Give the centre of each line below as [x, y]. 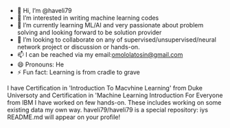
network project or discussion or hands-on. [78, 47]
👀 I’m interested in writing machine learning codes [88, 18]
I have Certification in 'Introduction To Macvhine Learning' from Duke [105, 88]
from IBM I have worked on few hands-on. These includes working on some [114, 102]
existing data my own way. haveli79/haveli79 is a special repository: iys [107, 110]
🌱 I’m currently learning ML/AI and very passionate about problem [110, 25]
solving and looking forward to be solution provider [89, 32]
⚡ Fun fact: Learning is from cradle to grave [79, 72]
